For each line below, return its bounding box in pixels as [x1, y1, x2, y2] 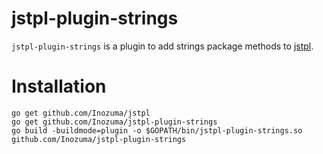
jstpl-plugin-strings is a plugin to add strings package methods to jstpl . [11, 40, 314, 52]
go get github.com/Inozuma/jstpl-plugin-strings [11, 117, 218, 127]
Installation [11, 75, 107, 98]
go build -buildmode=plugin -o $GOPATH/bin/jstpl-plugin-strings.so [11, 125, 303, 136]
